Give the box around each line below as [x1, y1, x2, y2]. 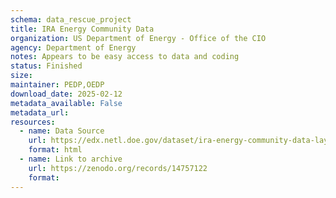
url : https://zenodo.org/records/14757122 [28, 163, 208, 173]
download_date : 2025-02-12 [10, 89, 123, 99]
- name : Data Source [19, 126, 105, 136]
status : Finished [10, 61, 83, 71]
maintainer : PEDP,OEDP [10, 80, 105, 90]
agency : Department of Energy [10, 42, 137, 53]
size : [10, 71, 33, 81]
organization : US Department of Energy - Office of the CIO [10, 33, 267, 43]
